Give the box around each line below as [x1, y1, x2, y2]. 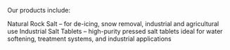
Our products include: [7, 6, 70, 14]
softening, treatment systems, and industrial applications [7, 35, 172, 43]
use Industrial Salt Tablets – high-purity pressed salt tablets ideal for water [7, 27, 223, 35]
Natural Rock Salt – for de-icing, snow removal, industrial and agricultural [7, 20, 219, 27]
